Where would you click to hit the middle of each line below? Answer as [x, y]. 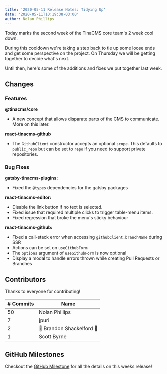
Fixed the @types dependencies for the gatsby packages [70, 188]
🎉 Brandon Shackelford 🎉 [69, 329]
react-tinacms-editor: [28, 197]
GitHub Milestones [35, 355]
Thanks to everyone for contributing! [43, 292]
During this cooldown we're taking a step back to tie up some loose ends [80, 48]
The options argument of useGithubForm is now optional [69, 253]
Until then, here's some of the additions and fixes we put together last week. [83, 68]
